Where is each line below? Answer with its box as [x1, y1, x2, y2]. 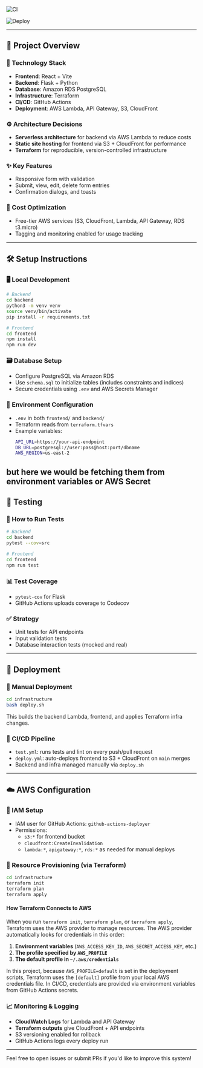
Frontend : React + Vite [14, 73, 72, 80]
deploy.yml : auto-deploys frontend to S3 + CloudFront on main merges [14, 754, 190, 762]
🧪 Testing [6, 497, 43, 507]
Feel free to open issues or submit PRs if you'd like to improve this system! [6, 1055, 192, 1062]
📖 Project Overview [6, 41, 80, 51]
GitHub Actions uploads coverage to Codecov [14, 599, 130, 607]
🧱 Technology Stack [6, 59, 66, 67]
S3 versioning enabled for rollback [14, 1031, 101, 1038]
